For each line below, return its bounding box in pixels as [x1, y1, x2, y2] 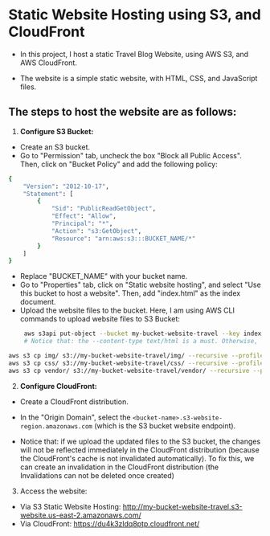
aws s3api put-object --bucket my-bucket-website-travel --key [23, 329, 240, 338]
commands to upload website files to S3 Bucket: [19, 314, 181, 324]
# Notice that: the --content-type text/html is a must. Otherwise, [23, 338, 259, 346]
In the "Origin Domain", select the [19, 412, 131, 422]
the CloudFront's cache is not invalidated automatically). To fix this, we [19, 453, 255, 463]
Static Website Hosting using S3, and [8, 6, 261, 24]
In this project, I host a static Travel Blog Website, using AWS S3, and [19, 49, 249, 59]
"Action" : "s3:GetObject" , [51, 227, 142, 235]
